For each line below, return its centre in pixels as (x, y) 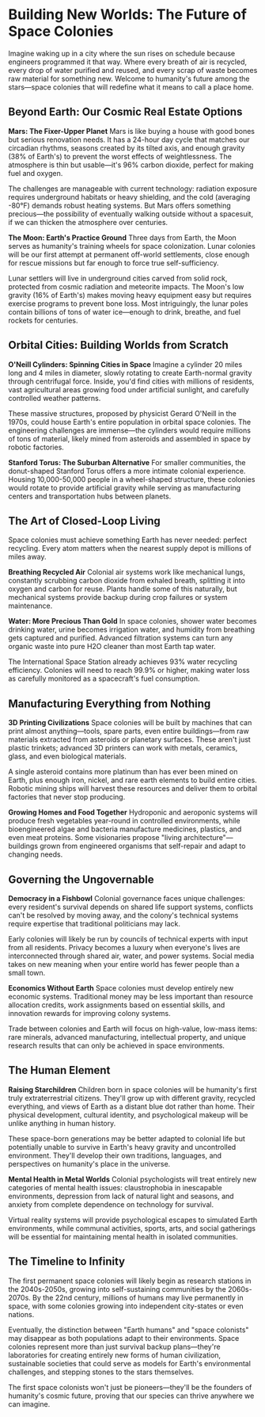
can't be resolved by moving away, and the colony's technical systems (123, 915)
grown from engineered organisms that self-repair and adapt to (142, 846)
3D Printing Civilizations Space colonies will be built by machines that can (130, 723)
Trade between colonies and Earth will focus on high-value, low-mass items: (133, 1029)
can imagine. (29, 1404)
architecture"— (208, 838)
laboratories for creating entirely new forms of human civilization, (115, 1355)
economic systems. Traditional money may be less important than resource (131, 997)
